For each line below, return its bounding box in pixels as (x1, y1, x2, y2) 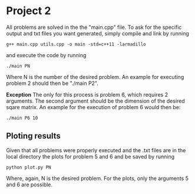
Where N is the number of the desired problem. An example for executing (6, 73, 184, 80)
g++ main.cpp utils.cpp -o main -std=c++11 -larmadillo (6, 41, 146, 47)
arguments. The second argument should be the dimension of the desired (6, 97, 186, 104)
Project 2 (6, 4, 51, 18)
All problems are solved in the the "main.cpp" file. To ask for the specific (6, 24, 182, 31)
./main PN (6, 63, 31, 69)
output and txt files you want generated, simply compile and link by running (6, 29, 190, 37)
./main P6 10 (6, 115, 38, 121)
